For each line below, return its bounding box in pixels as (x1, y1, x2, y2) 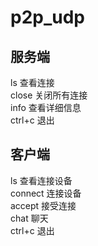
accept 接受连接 (10, 199, 77, 211)
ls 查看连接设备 (10, 174, 73, 186)
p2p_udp (10, 6, 85, 29)
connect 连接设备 (10, 187, 82, 199)
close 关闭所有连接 (10, 89, 88, 101)
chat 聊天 (10, 212, 49, 224)
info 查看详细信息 (10, 102, 82, 113)
